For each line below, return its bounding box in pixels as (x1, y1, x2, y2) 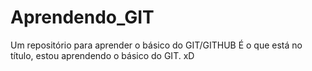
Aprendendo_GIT (10, 6, 155, 29)
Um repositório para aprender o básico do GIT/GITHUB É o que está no (10, 39, 303, 51)
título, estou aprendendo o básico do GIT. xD (10, 49, 195, 61)
